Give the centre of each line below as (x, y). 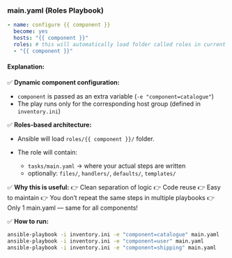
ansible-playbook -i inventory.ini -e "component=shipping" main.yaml (112, 248)
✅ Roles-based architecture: (49, 124)
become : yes (31, 31)
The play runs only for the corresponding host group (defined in (109, 103)
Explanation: (26, 67)
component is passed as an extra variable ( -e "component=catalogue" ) (115, 96)
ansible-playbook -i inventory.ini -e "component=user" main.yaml (106, 241)
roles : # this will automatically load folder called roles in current (120, 44)
